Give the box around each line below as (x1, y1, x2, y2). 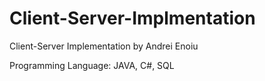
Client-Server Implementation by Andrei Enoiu (9, 40, 199, 52)
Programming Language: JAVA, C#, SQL (9, 59, 175, 71)
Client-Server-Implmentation (9, 7, 256, 30)
